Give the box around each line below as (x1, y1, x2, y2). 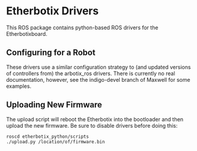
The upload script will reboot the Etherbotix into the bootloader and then (6, 115, 183, 123)
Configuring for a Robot (6, 48, 96, 58)
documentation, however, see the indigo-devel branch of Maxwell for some (6, 76, 190, 83)
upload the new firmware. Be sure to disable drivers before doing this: (6, 122, 178, 129)
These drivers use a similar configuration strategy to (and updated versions (6, 63, 191, 70)
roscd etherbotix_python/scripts (6, 133, 89, 140)
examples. (6, 82, 32, 90)
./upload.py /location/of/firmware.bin (6, 138, 105, 144)
